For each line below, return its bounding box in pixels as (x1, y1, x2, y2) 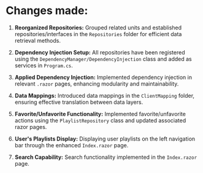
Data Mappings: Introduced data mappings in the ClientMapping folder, (14, 92, 194, 99)
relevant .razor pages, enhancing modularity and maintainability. (14, 80, 179, 87)
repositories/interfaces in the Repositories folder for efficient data (14, 30, 182, 37)
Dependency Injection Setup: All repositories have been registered (14, 48, 185, 56)
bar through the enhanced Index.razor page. (14, 141, 129, 149)
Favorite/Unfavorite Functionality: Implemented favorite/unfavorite (14, 110, 186, 117)
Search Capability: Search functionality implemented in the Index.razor (14, 153, 197, 161)
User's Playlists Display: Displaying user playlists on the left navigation (14, 135, 196, 142)
